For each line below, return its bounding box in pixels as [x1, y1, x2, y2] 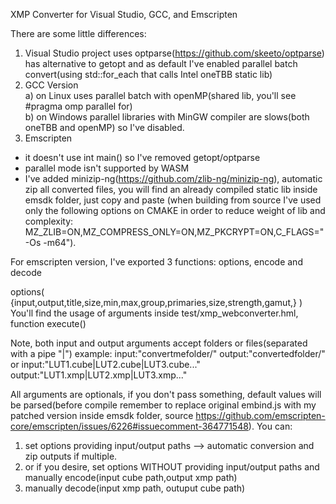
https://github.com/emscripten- [195, 410, 326, 421]
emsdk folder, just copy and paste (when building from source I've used [24, 194, 322, 206]
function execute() [10, 318, 87, 329]
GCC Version [24, 79, 79, 91]
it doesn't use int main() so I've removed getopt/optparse [24, 152, 261, 163]
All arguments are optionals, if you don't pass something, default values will [10, 389, 322, 400]
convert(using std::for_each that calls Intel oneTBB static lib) [24, 69, 273, 80]
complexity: [24, 215, 74, 227]
